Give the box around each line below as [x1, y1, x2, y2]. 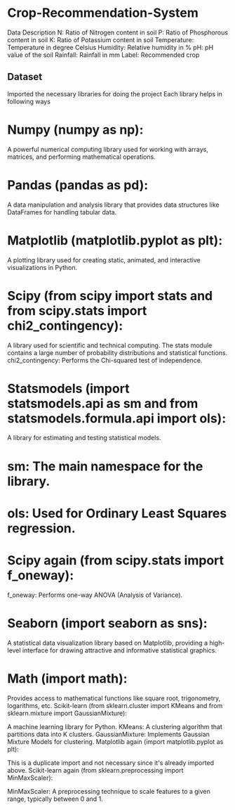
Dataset [7, 71, 43, 83]
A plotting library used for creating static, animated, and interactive [7, 255, 201, 264]
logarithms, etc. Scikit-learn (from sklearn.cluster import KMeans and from [7, 701, 223, 709]
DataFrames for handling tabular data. [7, 207, 117, 216]
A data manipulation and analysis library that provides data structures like [7, 200, 220, 209]
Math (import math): [7, 670, 128, 686]
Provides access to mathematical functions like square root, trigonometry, [7, 694, 221, 702]
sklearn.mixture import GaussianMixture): [7, 709, 128, 717]
